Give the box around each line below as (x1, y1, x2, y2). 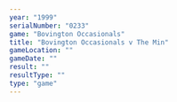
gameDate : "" (9, 54, 58, 63)
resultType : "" (9, 71, 66, 80)
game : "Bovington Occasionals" (9, 29, 125, 38)
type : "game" (9, 79, 58, 88)
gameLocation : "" (9, 46, 74, 55)
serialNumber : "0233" (9, 21, 90, 30)
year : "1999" (9, 12, 58, 22)
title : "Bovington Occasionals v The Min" (9, 37, 169, 47)
